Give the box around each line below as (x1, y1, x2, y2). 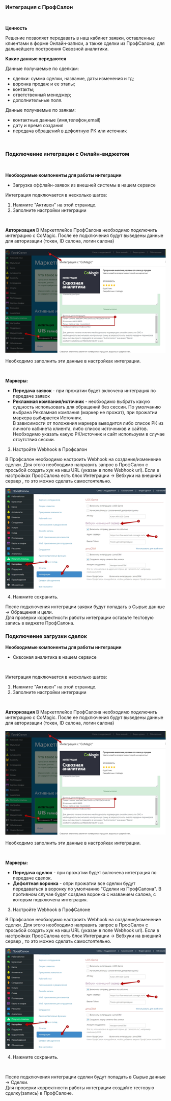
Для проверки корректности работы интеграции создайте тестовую (5, 1085, 154, 1091)
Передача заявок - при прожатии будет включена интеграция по (12, 387, 156, 394)
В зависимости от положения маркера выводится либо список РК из (12, 420, 164, 426)
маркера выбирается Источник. (12, 415, 82, 421)
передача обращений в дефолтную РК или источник (12, 128, 127, 134)
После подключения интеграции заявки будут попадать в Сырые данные (5, 604, 165, 610)
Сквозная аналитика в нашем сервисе (12, 654, 97, 660)
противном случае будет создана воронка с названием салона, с (12, 891, 156, 897)
